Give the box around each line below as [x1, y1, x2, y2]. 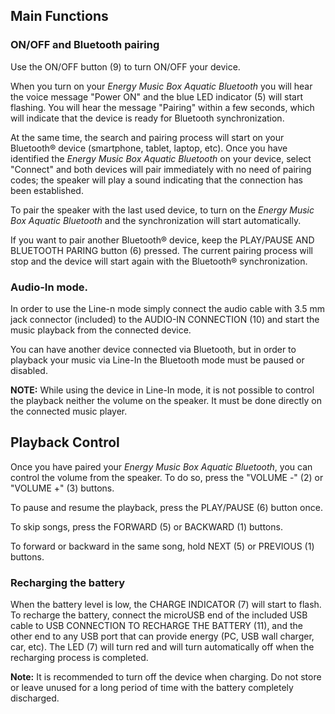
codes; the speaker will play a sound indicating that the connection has [10, 174, 303, 186]
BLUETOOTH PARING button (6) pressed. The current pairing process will [10, 244, 313, 256]
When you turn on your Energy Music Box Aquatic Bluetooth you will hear [10, 80, 313, 92]
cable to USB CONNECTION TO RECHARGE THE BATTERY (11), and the [10, 620, 304, 632]
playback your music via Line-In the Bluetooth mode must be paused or [10, 354, 305, 366]
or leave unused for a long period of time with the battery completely [10, 682, 294, 694]
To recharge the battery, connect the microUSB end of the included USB [10, 609, 308, 621]
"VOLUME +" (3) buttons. [10, 482, 115, 494]
